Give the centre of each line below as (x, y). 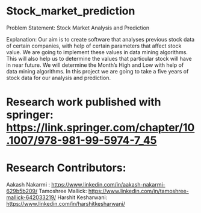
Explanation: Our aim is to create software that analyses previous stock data (100, 39)
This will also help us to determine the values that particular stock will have (99, 58)
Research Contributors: (66, 168)
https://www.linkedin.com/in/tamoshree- (139, 191)
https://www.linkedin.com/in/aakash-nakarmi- (108, 185)
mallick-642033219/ (31, 197)
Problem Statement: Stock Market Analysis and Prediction (78, 28)
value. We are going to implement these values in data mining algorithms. (97, 52)
